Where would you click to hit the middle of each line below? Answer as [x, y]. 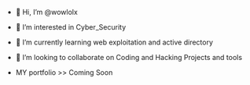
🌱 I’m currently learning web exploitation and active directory [114, 42]
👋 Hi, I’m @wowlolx [47, 12]
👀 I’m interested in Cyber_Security [71, 27]
